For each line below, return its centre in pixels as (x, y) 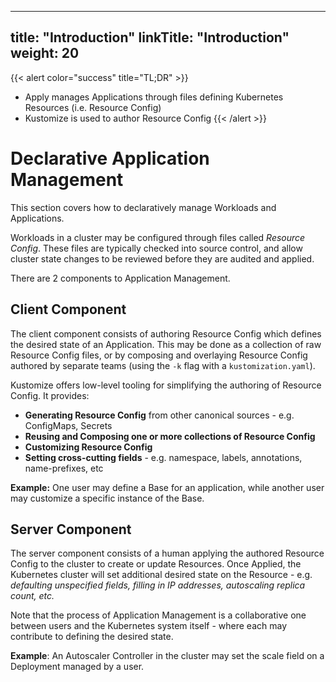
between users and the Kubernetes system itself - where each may (149, 626)
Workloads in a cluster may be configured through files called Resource (158, 237)
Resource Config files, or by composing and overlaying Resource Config (159, 355)
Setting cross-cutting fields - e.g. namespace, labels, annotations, (163, 457)
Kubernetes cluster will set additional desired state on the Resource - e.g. (161, 575)
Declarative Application (110, 158)
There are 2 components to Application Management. (120, 278)
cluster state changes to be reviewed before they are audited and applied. (162, 258)
